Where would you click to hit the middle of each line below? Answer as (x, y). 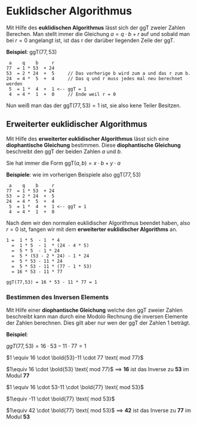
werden (14, 84)
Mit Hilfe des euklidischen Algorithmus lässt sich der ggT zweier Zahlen (96, 28)
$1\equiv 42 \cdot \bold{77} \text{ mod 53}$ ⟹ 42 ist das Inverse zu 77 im (98, 411)
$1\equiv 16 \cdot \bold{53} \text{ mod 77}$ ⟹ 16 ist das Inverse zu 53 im (98, 369)
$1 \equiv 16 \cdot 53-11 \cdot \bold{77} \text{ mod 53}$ (75, 387)
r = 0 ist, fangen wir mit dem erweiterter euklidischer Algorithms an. (92, 229)
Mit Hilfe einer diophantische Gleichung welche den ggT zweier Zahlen (95, 310)
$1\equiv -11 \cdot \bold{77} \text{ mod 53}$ (61, 399)
